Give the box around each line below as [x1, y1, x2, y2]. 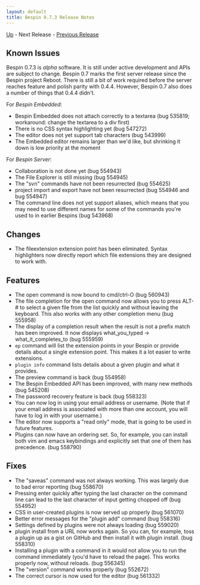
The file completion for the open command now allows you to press [14, 297, 181, 304]
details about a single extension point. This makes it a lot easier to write [14, 348, 191, 355]
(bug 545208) [14, 386, 50, 394]
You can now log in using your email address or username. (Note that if [14, 399, 190, 406]
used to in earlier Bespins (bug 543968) [14, 212, 113, 219]
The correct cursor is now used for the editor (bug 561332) [14, 572, 160, 579]
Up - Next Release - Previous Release [6, 31, 99, 38]
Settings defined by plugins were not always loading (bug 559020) [14, 521, 179, 528]
